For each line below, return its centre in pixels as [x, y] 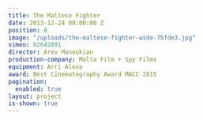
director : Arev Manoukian [51, 52]
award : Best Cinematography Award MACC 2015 [83, 74]
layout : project [35, 96]
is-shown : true [33, 103]
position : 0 [28, 30]
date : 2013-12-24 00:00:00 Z [56, 23]
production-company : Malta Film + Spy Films [83, 60]
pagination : [28, 81]
